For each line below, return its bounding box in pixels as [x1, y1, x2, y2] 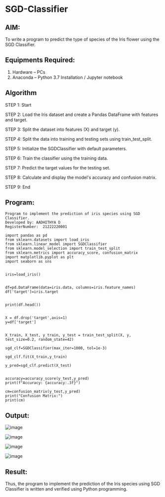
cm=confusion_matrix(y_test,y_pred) [5, 389, 81, 394]
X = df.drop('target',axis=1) [5, 316, 68, 321]
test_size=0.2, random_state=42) [5, 337, 74, 342]
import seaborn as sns [5, 259, 52, 264]
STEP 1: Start [5, 102, 32, 108]
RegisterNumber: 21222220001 [5, 224, 68, 229]
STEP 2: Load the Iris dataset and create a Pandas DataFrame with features [5, 111, 159, 117]
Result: [5, 467, 28, 476]
